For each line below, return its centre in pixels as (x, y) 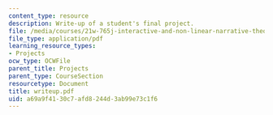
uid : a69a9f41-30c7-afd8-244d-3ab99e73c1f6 (83, 99)
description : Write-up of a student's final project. (102, 23)
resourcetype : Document (49, 83)
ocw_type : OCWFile (39, 62)
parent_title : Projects (49, 69)
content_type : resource (49, 16)
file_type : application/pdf (56, 38)
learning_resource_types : (52, 46)
